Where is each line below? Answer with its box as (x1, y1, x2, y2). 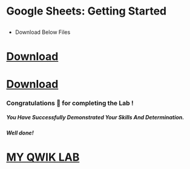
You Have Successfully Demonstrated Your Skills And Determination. (6, 114, 185, 121)
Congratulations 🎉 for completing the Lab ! (6, 99, 134, 107)
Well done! (6, 129, 34, 136)
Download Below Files (15, 28, 71, 36)
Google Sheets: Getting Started (6, 4, 167, 18)
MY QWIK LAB (6, 150, 80, 164)
